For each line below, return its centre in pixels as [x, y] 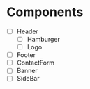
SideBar [28, 79]
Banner [27, 71]
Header [28, 31]
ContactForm [36, 63]
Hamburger [44, 39]
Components [45, 12]
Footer [26, 55]
